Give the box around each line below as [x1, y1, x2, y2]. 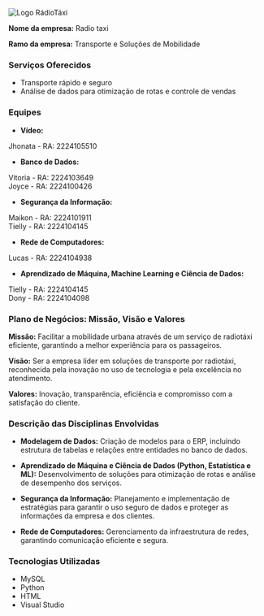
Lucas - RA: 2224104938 [8, 253, 93, 262]
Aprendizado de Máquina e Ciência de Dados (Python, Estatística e [19, 461, 252, 471]
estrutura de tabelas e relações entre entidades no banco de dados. [19, 445, 248, 455]
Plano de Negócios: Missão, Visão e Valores [8, 313, 185, 324]
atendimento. [8, 373, 53, 383]
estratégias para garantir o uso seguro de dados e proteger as [19, 502, 229, 512]
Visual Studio [19, 600, 65, 609]
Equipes [8, 106, 42, 118]
